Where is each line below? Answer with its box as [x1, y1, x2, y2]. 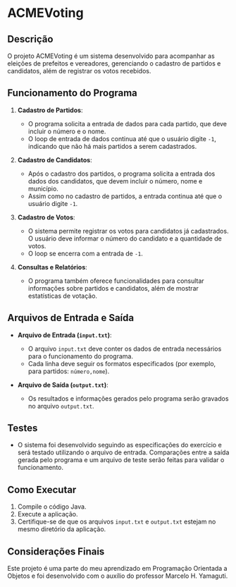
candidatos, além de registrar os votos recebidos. [7, 67, 151, 75]
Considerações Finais [7, 545, 105, 557]
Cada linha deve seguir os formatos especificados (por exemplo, [27, 359, 216, 368]
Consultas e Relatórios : [17, 262, 88, 271]
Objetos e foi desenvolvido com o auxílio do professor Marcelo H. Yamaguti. [7, 571, 228, 580]
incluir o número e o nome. [27, 127, 106, 135]
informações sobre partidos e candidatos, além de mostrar [27, 284, 199, 292]
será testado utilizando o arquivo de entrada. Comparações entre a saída [17, 448, 230, 456]
